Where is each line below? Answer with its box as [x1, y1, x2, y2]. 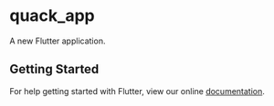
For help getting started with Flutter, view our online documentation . [9, 85, 265, 96]
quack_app [9, 5, 95, 26]
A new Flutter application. [9, 35, 106, 46]
